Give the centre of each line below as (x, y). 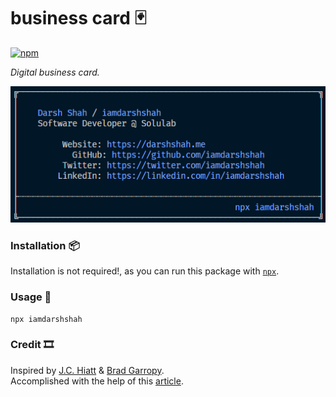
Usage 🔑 (31, 297)
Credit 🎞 (32, 345)
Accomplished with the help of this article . (97, 381)
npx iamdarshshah (46, 319)
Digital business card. (55, 72)
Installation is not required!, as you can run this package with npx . (145, 271)
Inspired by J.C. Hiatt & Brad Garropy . (87, 370)
